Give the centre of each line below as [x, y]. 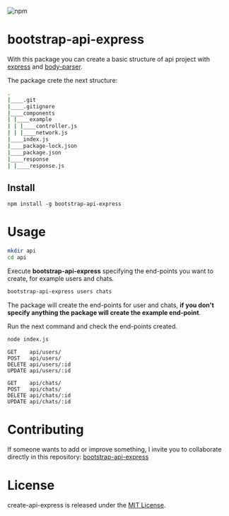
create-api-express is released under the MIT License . [87, 505]
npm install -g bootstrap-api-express [64, 204]
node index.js [28, 339]
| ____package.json [34, 152]
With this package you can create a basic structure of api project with [109, 59]
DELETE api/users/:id [39, 365]
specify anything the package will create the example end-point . [104, 312]
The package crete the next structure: [63, 80]
